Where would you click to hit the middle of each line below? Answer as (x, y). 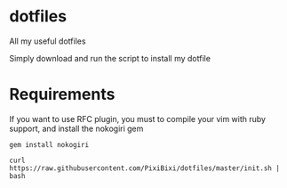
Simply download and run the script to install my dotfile (110, 58)
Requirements (62, 94)
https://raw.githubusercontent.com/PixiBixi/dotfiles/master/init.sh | (144, 168)
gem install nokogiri (49, 144)
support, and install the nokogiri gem (76, 128)
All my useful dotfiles (48, 41)
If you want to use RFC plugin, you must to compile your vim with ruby (138, 119)
